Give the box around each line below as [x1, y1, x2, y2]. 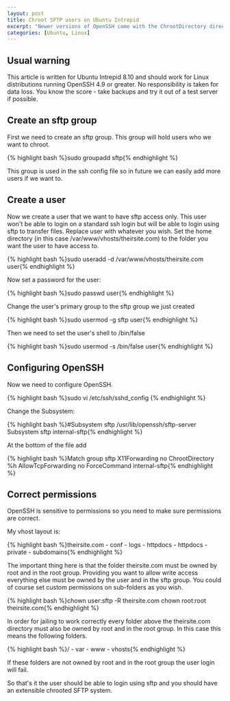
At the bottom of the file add [7, 441, 87, 449]
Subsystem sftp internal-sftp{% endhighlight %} [7, 427, 143, 436]
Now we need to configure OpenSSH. [7, 380, 113, 388]
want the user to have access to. [7, 241, 99, 249]
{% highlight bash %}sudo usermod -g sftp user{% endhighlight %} [7, 315, 199, 324]
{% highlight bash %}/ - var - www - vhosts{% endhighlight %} [7, 645, 186, 654]
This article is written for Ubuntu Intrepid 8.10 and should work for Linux [7, 73, 209, 81]
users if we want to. [7, 174, 63, 182]
